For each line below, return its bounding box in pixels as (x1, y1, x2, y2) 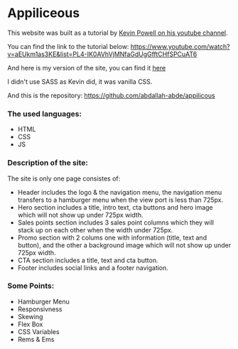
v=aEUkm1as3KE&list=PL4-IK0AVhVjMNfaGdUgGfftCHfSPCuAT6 (7, 50, 198, 58)
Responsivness (17, 304, 63, 313)
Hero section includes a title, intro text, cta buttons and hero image (17, 203, 213, 211)
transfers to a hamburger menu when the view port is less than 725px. (17, 195, 224, 204)
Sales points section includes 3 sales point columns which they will (17, 218, 215, 227)
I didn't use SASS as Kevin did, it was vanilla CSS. (7, 77, 153, 86)
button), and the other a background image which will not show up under (17, 240, 232, 249)
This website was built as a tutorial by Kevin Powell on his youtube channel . (7, 28, 229, 37)
